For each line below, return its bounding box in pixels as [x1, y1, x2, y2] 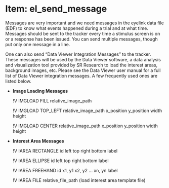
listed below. [5, 78, 32, 84]
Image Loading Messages [12, 88, 68, 94]
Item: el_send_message [5, 3, 107, 15]
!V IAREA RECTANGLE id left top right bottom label [12, 147, 118, 154]
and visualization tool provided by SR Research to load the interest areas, [5, 62, 158, 68]
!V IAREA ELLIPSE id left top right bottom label [12, 158, 109, 164]
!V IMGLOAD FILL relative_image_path [12, 97, 92, 104]
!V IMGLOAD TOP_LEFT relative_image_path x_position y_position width [12, 107, 162, 114]
